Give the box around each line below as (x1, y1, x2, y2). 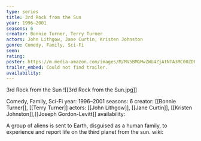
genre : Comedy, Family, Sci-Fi (6, 42, 84, 48)
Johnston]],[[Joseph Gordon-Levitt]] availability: (6, 111, 126, 118)
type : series (6, 8, 39, 15)
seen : (6, 48, 20, 54)
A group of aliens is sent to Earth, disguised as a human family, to (6, 122, 167, 129)
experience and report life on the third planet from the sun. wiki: (6, 128, 163, 136)
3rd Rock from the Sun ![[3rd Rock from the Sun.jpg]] (6, 86, 138, 93)
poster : (6, 59, 26, 65)
